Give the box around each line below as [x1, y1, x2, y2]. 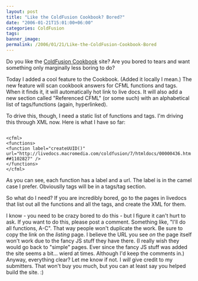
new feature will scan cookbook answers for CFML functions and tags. [6, 82, 178, 89]
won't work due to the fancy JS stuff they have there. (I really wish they [6, 237, 180, 244]
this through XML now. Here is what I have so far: [6, 118, 126, 125]
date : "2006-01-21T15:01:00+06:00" [6, 20, 94, 25]
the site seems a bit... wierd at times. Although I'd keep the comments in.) [6, 250, 184, 257]
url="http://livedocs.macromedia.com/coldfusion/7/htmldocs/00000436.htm [6, 150, 192, 157]
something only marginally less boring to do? [6, 64, 115, 71]
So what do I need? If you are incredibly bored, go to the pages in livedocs [6, 194, 187, 201]
